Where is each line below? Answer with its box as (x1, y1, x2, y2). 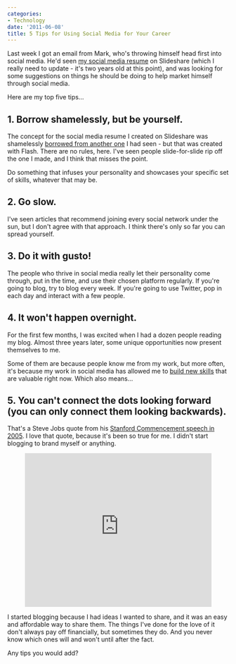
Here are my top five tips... (7, 93, 84, 102)
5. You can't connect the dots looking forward (7, 394, 212, 406)
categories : (7, 10, 42, 18)
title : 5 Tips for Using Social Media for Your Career (7, 30, 171, 37)
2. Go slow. (7, 196, 57, 208)
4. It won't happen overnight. (7, 312, 137, 324)
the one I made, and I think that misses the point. (7, 154, 149, 163)
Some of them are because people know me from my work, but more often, (7, 359, 225, 367)
